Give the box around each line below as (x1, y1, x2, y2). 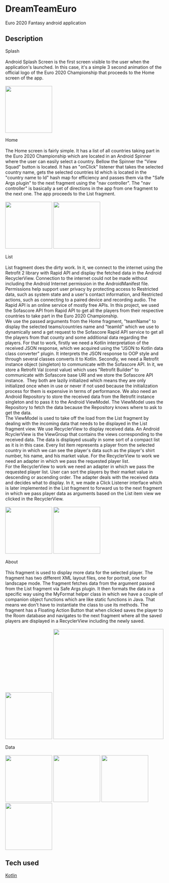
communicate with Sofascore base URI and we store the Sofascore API (5, 372, 153, 378)
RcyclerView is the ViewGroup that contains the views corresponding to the (5, 431, 163, 437)
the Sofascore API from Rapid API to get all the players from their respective (5, 307, 163, 313)
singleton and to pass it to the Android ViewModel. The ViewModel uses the (5, 398, 163, 405)
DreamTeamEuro (5, 3, 77, 15)
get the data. (5, 410, 32, 416)
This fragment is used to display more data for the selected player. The (5, 569, 153, 575)
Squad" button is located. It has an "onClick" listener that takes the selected (5, 164, 163, 170)
